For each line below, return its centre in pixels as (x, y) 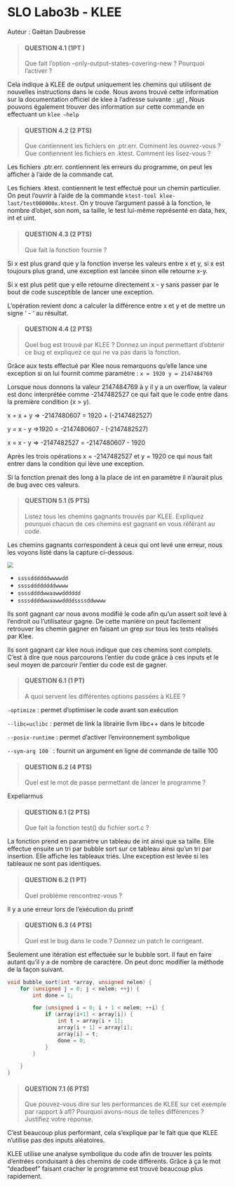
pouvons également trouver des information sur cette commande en (106, 107)
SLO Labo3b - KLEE (65, 12)
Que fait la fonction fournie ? (66, 249)
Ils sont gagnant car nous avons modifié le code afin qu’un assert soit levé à (117, 614)
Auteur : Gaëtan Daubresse (47, 32)
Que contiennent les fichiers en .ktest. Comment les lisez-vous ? (117, 153)
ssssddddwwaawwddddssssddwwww (62, 601)
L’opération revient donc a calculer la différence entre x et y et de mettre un (116, 306)
